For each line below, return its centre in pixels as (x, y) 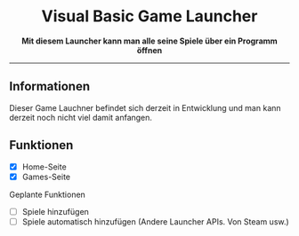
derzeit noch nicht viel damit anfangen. (81, 117)
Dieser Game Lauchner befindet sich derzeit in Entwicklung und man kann (145, 107)
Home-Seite (44, 167)
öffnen (149, 50)
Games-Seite (46, 177)
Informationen (50, 87)
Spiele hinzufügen (55, 211)
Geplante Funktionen (48, 194)
